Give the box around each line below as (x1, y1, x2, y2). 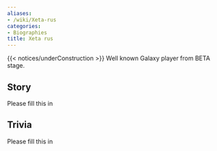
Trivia (7, 119, 32, 131)
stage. (7, 61, 25, 70)
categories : (7, 23, 41, 29)
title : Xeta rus (7, 36, 53, 42)
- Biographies (7, 29, 48, 36)
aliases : (7, 10, 32, 17)
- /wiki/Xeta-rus (7, 16, 57, 23)
